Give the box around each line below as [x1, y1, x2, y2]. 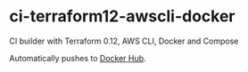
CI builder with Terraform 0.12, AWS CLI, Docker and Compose [9, 36, 239, 46]
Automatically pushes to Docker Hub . [9, 52, 146, 63]
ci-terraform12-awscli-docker [9, 6, 236, 27]
